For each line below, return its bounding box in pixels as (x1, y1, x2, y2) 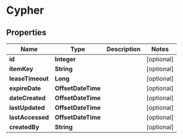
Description (106, 45, 141, 53)
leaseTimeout (9, 75, 49, 82)
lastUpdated (9, 104, 45, 112)
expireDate (9, 84, 41, 92)
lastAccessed (9, 113, 49, 121)
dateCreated (9, 94, 46, 102)
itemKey (9, 65, 33, 73)
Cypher (6, 4, 44, 17)
